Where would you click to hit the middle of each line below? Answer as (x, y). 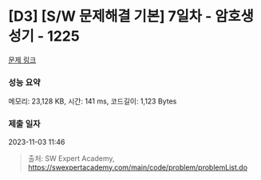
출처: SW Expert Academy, (71, 158)
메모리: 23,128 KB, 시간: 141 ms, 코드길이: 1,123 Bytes (93, 101)
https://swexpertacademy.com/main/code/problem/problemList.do (138, 167)
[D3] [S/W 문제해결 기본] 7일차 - (110, 16)
